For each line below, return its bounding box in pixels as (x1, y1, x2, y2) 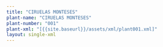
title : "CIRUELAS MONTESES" (6, 9, 78, 15)
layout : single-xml (6, 32, 56, 38)
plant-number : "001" (6, 20, 59, 26)
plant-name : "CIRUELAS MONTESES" (6, 15, 92, 21)
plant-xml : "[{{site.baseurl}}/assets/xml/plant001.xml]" (6, 26, 157, 32)
